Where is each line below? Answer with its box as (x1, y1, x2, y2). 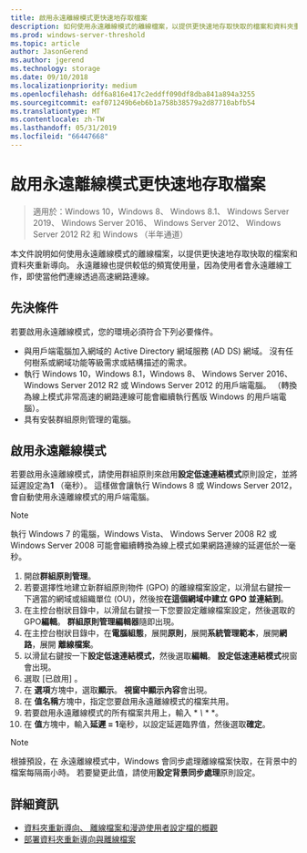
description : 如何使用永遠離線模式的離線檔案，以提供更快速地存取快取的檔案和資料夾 (10, 22, 294, 31)
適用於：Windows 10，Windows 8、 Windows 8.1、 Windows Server (32, 206, 290, 217)
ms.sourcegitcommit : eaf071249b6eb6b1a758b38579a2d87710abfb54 (10, 98, 256, 108)
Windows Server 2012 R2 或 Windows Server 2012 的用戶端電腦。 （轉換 (23, 379, 298, 390)
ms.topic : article (10, 38, 80, 48)
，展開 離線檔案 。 (31, 639, 98, 650)
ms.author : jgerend (10, 56, 85, 65)
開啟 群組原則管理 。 (23, 570, 97, 581)
